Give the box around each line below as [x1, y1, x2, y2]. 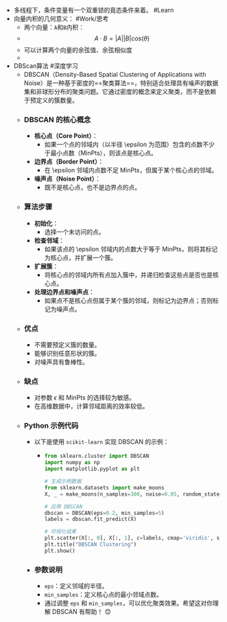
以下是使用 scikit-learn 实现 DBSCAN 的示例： [34, 438, 169, 446]
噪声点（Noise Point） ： [34, 174, 101, 183]
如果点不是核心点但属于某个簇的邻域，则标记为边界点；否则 [44, 296, 213, 304]
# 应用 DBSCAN [44, 503, 83, 510]
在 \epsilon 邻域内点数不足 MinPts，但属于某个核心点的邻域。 [44, 166, 218, 174]
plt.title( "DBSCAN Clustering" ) [44, 541, 137, 548]
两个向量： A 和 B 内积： [23, 23, 84, 31]
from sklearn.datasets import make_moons [44, 484, 165, 491]
